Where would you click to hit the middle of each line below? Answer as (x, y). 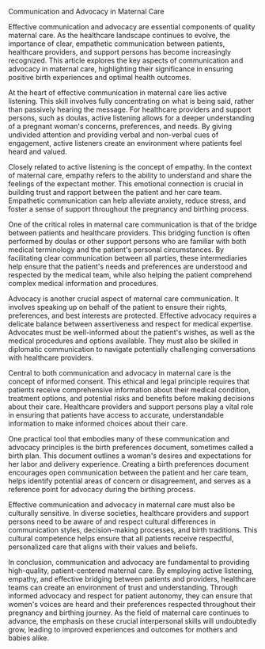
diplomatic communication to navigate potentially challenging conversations (132, 349)
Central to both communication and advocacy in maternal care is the (120, 373)
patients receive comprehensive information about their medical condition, (130, 390)
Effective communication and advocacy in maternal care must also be (122, 505)
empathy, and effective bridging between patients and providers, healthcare (132, 579)
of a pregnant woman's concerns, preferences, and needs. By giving (120, 126)
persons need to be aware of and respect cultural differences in (112, 521)
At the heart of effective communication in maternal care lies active (117, 93)
